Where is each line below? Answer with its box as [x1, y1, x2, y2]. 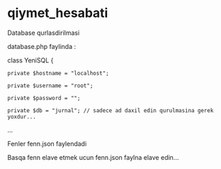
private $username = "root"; [7, 82, 93, 89]
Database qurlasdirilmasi [7, 28, 80, 37]
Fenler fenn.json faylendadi [7, 139, 87, 148]
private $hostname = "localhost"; [7, 70, 110, 77]
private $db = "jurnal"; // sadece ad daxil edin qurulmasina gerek [7, 107, 214, 114]
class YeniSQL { [7, 55, 54, 65]
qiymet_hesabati [7, 5, 108, 21]
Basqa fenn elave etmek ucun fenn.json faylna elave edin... [7, 153, 179, 161]
